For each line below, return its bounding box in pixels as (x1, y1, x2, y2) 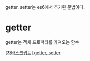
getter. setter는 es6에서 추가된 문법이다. (5, 4, 85, 10)
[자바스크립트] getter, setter (5, 49, 61, 56)
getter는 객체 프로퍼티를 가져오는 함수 (5, 39, 79, 45)
